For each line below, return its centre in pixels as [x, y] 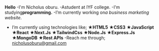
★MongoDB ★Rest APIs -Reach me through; [58, 38]
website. [13, 18]
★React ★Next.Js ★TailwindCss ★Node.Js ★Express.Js [73, 32]
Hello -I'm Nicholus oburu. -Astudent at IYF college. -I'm [62, 7]
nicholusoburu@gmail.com [39, 43]
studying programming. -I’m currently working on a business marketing [77, 12]
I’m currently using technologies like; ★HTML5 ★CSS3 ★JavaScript [83, 27]
